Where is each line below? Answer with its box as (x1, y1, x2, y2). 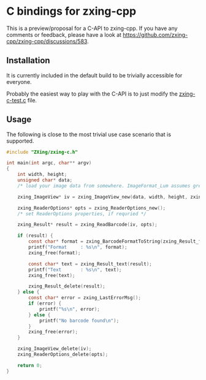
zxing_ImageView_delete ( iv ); (17, 346, 92, 352)
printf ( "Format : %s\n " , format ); (28, 244, 128, 251)
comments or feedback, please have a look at (6, 31, 121, 38)
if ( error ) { (28, 300, 62, 307)
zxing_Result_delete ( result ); (28, 283, 105, 289)
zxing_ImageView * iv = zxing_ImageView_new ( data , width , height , (17, 194, 188, 200)
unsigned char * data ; (17, 177, 72, 183)
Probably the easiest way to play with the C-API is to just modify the (6, 90, 178, 97)
